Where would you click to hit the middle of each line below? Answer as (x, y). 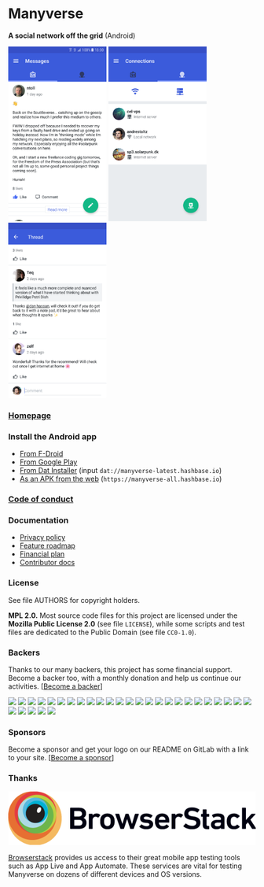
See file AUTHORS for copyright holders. (74, 600)
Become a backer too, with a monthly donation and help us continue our (125, 678)
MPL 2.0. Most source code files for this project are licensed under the (123, 615)
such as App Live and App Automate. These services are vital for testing (125, 866)
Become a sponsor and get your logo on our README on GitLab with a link (128, 749)
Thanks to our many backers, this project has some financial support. (120, 670)
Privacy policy (42, 538)
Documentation (38, 520)
